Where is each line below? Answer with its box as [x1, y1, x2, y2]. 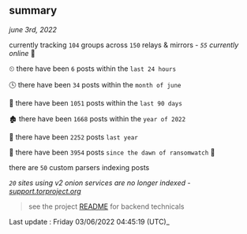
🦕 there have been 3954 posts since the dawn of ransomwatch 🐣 [9, 147, 215, 157]
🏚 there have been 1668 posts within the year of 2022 [9, 113, 186, 123]
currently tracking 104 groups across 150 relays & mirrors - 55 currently [9, 40, 239, 50]
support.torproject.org [9, 186, 81, 195]
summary [9, 4, 58, 17]
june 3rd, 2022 [9, 24, 58, 34]
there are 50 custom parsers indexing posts [9, 162, 150, 172]
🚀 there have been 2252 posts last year [9, 132, 139, 142]
